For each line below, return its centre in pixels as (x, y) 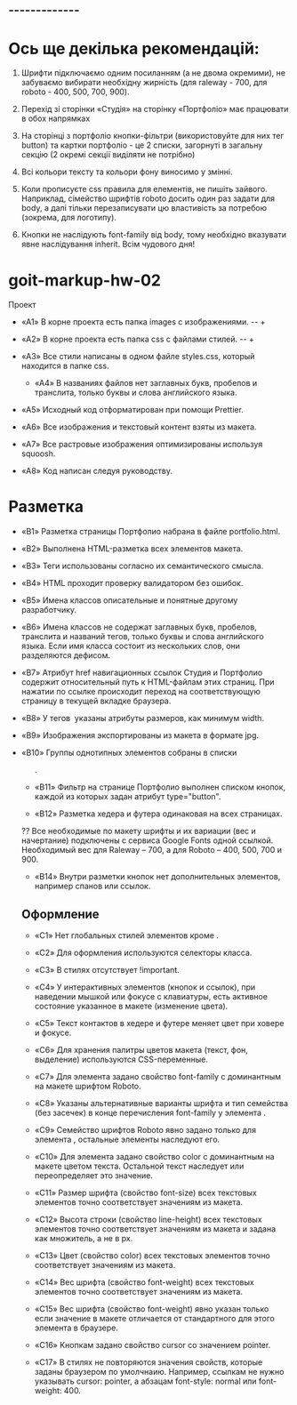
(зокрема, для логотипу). (69, 218)
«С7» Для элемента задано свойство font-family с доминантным (158, 1077)
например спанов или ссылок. (92, 886)
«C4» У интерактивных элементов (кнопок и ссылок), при (145, 987)
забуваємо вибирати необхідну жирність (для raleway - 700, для (144, 83)
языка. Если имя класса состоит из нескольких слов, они (131, 646)
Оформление (60, 914)
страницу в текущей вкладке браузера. (96, 701)
